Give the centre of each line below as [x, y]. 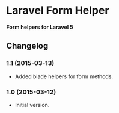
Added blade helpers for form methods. [64, 76]
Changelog [27, 46]
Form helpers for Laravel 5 [40, 27]
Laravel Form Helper [58, 11]
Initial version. [32, 105]
